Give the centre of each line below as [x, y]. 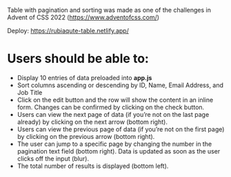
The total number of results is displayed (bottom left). [93, 166]
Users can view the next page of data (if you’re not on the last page [113, 114]
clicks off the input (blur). [53, 158]
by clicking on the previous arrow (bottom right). [86, 136]
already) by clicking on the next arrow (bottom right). [92, 122]
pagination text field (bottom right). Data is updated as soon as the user [119, 151]
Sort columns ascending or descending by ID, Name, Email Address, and [120, 85]
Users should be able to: [78, 59]
